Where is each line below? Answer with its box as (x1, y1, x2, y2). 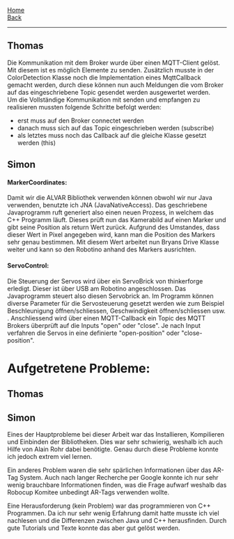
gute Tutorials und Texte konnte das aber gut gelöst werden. (7, 524, 180, 532)
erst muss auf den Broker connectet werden (17, 116, 144, 125)
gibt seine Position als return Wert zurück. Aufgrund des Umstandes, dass (7, 223, 220, 232)
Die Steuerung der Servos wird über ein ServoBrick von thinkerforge (7, 276, 203, 285)
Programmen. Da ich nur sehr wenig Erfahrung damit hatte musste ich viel (7, 509, 219, 517)
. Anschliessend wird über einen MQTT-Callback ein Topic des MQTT (7, 313, 206, 322)
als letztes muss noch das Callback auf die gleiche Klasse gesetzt (17, 131, 207, 139)
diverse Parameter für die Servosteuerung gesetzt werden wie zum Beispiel (7, 299, 225, 307)
